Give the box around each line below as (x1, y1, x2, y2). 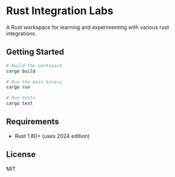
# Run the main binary (6, 78, 62, 85)
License (6, 149, 36, 160)
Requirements (6, 117, 59, 127)
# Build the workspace (6, 63, 62, 68)
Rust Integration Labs (6, 4, 114, 18)
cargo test (6, 100, 33, 107)
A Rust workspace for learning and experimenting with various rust (6, 24, 170, 31)
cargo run (6, 84, 31, 90)
